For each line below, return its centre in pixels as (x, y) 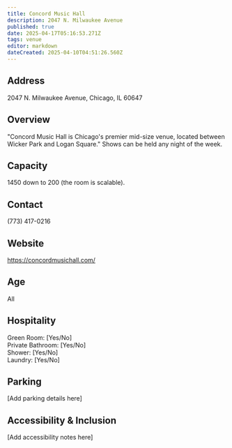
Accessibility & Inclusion (62, 420)
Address (26, 81)
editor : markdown (32, 46)
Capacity (28, 166)
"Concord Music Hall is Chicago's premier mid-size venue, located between (116, 136)
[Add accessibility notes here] (50, 438)
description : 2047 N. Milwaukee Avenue (65, 20)
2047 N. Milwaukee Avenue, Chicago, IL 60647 (75, 98)
